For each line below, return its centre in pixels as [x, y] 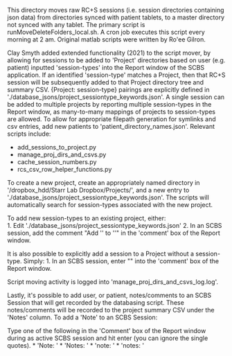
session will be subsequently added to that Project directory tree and [106, 82]
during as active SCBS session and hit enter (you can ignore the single [108, 338]
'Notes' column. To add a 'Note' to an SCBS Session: [82, 317]
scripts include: [29, 134]
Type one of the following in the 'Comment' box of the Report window [107, 331]
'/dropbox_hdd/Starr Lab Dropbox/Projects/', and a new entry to [98, 190]
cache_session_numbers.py [57, 162]
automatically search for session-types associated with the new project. [110, 205]
